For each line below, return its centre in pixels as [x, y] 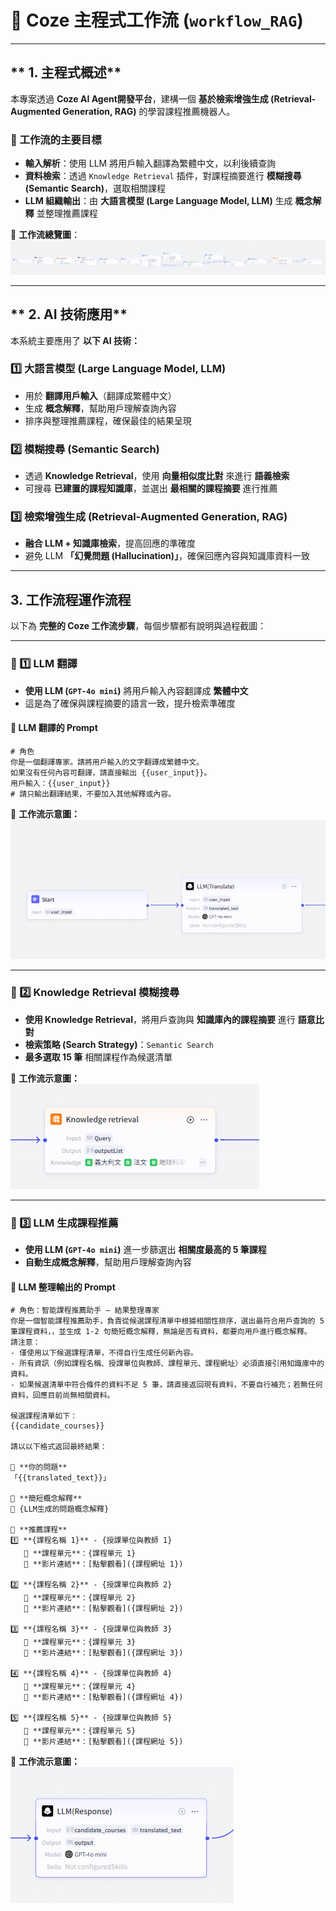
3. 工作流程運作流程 [71, 599]
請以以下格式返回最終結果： [59, 1447]
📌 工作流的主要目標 [56, 139]
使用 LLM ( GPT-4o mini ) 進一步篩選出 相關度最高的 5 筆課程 [145, 1250]
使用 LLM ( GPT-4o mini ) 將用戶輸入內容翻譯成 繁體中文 [136, 690]
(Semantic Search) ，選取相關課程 [95, 188]
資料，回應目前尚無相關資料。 [62, 1396]
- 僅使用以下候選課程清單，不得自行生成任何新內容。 [104, 1353]
